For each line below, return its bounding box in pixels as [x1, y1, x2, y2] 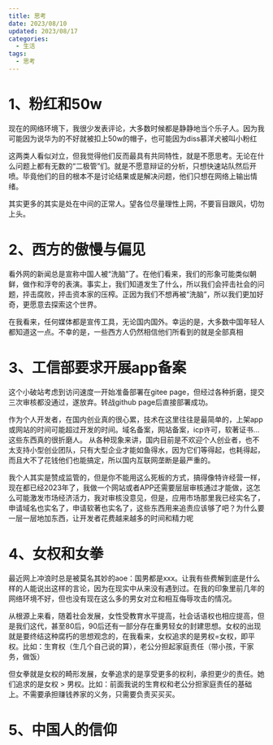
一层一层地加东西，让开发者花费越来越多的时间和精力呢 [8, 513, 193, 523]
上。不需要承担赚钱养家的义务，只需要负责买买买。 [8, 689, 180, 699]
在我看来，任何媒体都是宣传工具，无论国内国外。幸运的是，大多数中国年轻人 [8, 317, 265, 326]
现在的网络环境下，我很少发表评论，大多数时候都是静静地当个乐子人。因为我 [8, 123, 265, 133]
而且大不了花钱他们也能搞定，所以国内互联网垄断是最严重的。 [8, 455, 215, 465]
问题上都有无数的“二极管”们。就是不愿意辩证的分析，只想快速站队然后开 [15, 160, 258, 171]
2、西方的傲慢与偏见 [8, 241, 146, 259]
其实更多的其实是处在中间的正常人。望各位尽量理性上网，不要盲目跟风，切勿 [8, 199, 265, 208]
